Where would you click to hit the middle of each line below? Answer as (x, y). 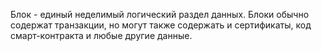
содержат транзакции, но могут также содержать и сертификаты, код (161, 25)
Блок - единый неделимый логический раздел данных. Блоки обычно (160, 14)
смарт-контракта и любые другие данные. (101, 35)
